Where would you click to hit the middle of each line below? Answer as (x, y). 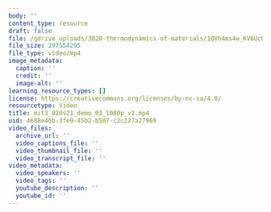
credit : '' (34, 76)
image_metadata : (35, 61)
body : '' (23, 16)
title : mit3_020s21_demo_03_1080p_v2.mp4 (79, 114)
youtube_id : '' (41, 195)
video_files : (30, 128)
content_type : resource (48, 23)
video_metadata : (35, 166)
